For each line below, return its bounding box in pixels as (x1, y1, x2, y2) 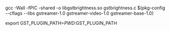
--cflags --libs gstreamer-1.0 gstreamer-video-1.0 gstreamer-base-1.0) (5, 10, 154, 16)
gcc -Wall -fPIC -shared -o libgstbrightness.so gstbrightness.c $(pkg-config (5, 5, 165, 11)
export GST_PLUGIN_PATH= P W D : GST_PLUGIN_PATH (5, 20, 117, 26)
